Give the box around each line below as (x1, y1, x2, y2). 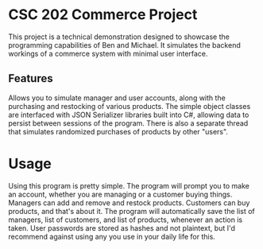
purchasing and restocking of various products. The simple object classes (8, 101, 251, 111)
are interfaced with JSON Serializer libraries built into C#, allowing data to (8, 110, 249, 119)
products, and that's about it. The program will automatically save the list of (8, 206, 256, 216)
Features (8, 72, 53, 85)
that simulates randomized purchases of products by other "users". (8, 126, 229, 136)
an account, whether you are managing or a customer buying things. (8, 189, 233, 199)
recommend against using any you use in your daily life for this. (8, 231, 216, 241)
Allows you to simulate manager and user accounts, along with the (8, 93, 226, 103)
